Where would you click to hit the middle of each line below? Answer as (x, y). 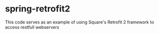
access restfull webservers (32, 27)
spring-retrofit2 (38, 9)
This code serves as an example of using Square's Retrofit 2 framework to (80, 22)
